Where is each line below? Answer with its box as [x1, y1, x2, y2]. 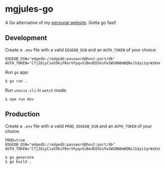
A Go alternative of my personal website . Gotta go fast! [5, 20, 116, 25]
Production [5, 110, 40, 119]
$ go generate [5, 155, 34, 160]
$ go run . [5, 78, 27, 84]
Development [5, 34, 48, 42]
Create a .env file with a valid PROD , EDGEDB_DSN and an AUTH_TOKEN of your [5, 123, 152, 129]
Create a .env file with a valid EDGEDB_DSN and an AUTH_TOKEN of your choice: [5, 47, 157, 52]
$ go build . [5, 159, 32, 164]
